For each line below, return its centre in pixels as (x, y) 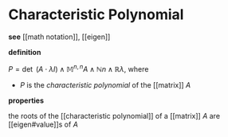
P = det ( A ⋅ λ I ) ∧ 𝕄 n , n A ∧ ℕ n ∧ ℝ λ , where (79, 68)
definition (25, 52)
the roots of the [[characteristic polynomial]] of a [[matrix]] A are (114, 115)
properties (26, 100)
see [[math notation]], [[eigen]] (59, 37)
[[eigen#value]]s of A (43, 124)
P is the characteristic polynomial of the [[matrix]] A (105, 84)
